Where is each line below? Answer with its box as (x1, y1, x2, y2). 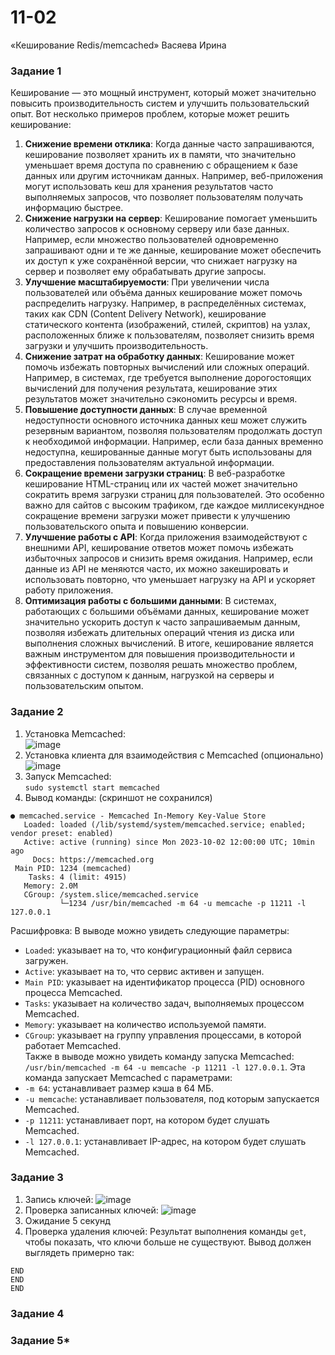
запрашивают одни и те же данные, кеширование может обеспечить (24, 244, 322, 256)
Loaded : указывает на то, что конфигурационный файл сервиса (24, 944, 293, 956)
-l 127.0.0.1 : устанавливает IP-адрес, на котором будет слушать (24, 1135, 307, 1147)
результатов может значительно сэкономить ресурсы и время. (24, 393, 298, 405)
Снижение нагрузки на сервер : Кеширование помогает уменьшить (24, 212, 318, 225)
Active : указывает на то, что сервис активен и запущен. (24, 965, 265, 977)
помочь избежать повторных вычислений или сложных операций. (24, 361, 310, 373)
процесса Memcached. (24, 986, 123, 998)
